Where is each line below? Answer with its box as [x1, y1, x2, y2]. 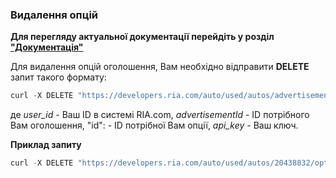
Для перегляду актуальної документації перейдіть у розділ [10, 31, 275, 43]
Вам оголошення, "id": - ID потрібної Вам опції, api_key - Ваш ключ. [10, 119, 299, 132]
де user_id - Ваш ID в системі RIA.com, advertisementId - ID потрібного [10, 109, 310, 121]
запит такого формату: [10, 71, 107, 83]
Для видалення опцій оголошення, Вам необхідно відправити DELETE [10, 61, 310, 73]
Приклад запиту [10, 139, 82, 151]
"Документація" [10, 41, 84, 53]
